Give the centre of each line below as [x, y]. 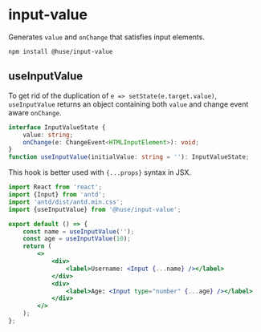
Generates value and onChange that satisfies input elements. [106, 37]
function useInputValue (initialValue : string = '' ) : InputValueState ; [129, 157]
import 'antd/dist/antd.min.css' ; [66, 202]
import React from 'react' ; [55, 187]
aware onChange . [35, 112]
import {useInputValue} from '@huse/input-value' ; [95, 209]
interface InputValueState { [57, 127]
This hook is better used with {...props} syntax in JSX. [100, 172]
